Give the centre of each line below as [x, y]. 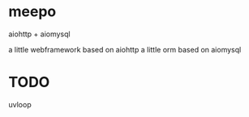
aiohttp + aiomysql [39, 34]
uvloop [20, 104]
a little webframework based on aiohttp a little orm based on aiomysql [125, 49]
